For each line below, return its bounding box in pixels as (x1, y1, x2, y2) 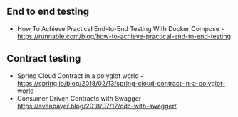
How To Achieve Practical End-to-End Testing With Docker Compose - (16, 24, 224, 33)
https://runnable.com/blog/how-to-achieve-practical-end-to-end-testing (16, 32, 231, 40)
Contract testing (6, 52, 81, 65)
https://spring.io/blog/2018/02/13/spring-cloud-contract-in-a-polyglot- (16, 79, 226, 87)
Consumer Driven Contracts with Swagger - (16, 94, 147, 102)
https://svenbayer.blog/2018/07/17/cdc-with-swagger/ (16, 101, 177, 110)
